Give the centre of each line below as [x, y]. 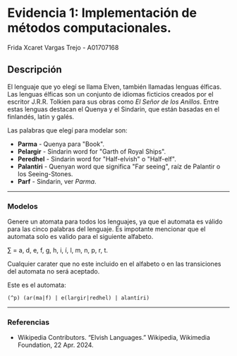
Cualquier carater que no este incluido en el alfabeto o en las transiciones [114, 264]
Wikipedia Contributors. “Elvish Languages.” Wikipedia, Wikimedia [114, 338]
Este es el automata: [37, 285]
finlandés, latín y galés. [41, 116]
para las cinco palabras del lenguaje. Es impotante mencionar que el [107, 229]
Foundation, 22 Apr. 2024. [55, 345]
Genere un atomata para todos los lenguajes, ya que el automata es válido [115, 222]
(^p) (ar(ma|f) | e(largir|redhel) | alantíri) [79, 298]
